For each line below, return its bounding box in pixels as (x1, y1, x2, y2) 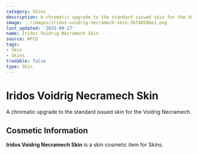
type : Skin (6, 63, 33, 70)
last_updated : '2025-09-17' (6, 25, 75, 31)
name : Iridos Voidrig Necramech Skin (6, 31, 99, 37)
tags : (6, 42, 19, 48)
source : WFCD (6, 36, 38, 42)
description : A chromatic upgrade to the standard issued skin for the (6, 14, 186, 20)
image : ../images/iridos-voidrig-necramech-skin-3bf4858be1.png (6, 19, 167, 25)
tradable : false (6, 58, 46, 64)
